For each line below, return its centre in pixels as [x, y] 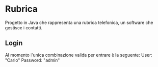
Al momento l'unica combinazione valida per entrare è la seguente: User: [79, 55]
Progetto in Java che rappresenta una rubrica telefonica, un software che [79, 22]
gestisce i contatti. [24, 27]
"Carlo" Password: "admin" [33, 60]
